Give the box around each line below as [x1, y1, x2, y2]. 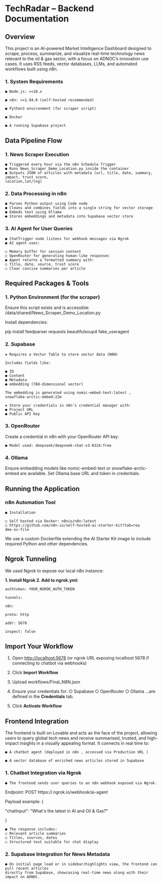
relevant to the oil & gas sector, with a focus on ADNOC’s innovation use [5, 56, 149, 61]
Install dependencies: [5, 319, 48, 325]
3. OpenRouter [5, 423, 40, 429]
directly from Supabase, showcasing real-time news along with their [5, 870, 149, 875]
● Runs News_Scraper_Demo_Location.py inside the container [5, 166, 130, 171]
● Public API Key [5, 411, 40, 416]
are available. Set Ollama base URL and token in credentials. [20, 471, 140, 476]
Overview [5, 33, 35, 41]
